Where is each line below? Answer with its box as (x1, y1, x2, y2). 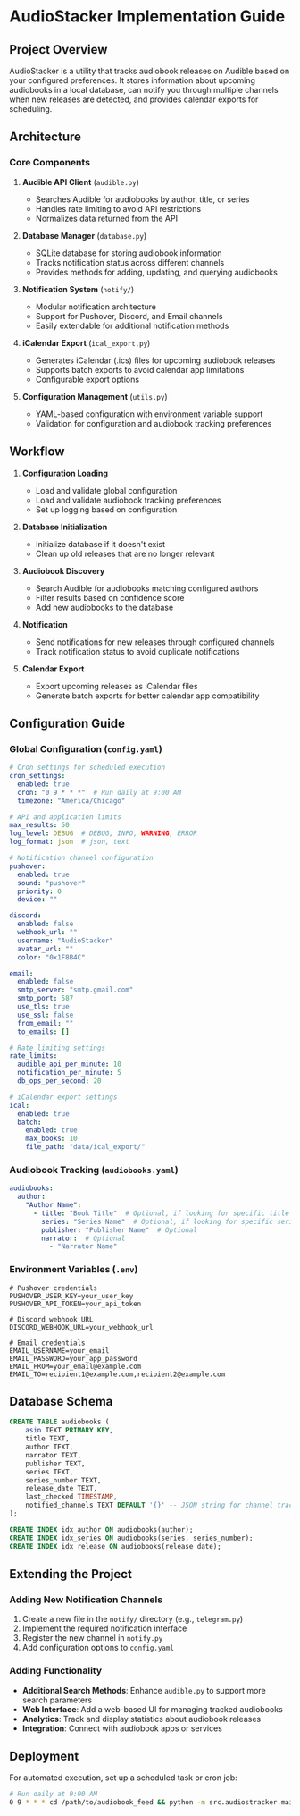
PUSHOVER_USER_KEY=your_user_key (9, 1291, 134, 1300)
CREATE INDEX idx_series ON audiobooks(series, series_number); (9, 1533, 254, 1542)
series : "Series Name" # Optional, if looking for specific (41, 1217, 274, 1226)
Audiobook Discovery (21, 565, 105, 576)
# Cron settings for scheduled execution (9, 763, 166, 773)
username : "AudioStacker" (17, 936, 114, 945)
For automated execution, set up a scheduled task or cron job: (9, 1772, 238, 1783)
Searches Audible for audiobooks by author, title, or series (35, 194, 250, 205)
